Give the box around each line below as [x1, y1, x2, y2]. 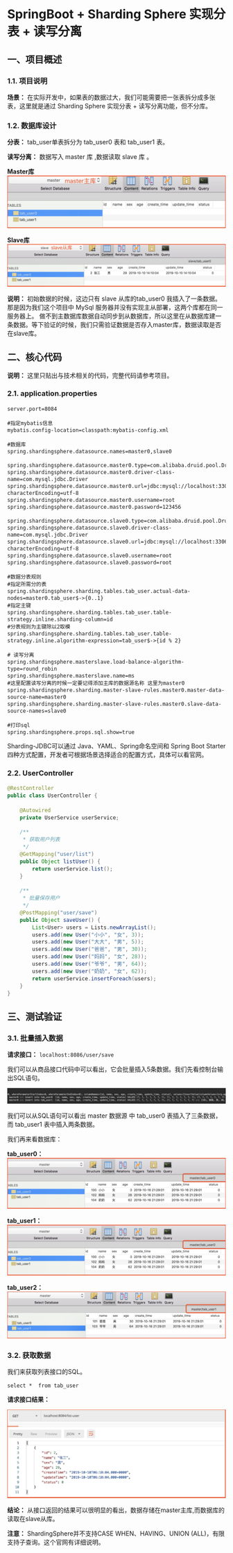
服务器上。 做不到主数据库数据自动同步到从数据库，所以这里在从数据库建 [7, 312, 216, 320]
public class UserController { [7, 792, 98, 799]
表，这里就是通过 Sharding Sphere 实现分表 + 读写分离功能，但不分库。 [7, 101, 212, 110]
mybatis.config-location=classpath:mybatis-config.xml [7, 426, 169, 434]
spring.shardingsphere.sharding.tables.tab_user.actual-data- [7, 587, 191, 594]
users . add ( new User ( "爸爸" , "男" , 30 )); [32, 946, 148, 953]
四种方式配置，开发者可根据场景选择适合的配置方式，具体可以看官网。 [7, 750, 208, 759]
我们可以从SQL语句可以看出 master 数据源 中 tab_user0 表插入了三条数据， [7, 1111, 222, 1120]
